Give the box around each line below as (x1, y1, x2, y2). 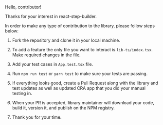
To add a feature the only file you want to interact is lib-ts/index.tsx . (12, 47, 153, 52)
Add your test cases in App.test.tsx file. (12, 62, 93, 67)
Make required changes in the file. (12, 52, 81, 58)
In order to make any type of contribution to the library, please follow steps (5, 23, 155, 29)
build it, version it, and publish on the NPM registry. (12, 105, 115, 110)
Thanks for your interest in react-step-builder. (5, 14, 97, 19)
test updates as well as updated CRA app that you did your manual (12, 85, 146, 91)
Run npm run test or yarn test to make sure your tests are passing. (12, 71, 148, 77)
